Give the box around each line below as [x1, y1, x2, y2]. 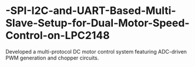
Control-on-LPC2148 [5, 29, 110, 42]
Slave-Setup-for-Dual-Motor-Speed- [5, 16, 190, 30]
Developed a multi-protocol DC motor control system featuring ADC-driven [5, 48, 187, 55]
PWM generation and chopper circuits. [5, 54, 99, 61]
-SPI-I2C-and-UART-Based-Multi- [5, 4, 177, 17]
